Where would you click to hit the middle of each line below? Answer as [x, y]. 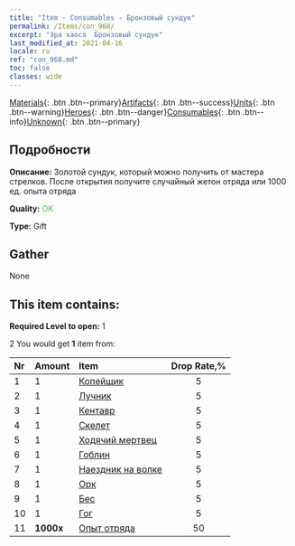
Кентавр [97, 410]
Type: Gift [28, 226]
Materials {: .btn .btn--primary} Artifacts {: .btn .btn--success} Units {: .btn [142, 102]
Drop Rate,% [199, 366]
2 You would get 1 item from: [62, 344]
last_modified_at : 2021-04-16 [66, 43]
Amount [52, 366]
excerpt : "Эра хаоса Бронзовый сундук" [87, 34]
